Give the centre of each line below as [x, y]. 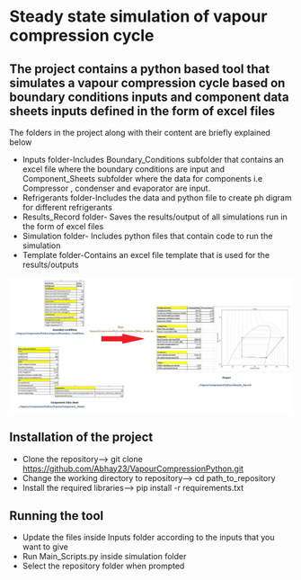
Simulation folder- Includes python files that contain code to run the [147, 236]
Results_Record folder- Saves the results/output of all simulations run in [155, 217]
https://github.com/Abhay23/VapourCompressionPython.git [133, 468]
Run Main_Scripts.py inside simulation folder [104, 557]
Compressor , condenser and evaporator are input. [116, 188]
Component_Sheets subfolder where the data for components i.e [142, 178]
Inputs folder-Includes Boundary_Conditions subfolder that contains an [153, 160]
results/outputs [50, 264]
